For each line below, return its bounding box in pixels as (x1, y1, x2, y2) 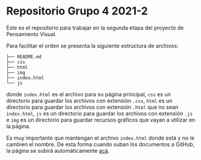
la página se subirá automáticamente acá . (6, 147, 110, 154)
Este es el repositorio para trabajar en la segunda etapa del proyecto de (6, 24, 184, 31)
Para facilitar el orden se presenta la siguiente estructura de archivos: (6, 42, 179, 49)
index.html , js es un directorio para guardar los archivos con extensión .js (6, 109, 193, 117)
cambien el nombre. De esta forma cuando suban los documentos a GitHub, (6, 140, 195, 148)
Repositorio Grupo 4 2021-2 (6, 4, 149, 18)
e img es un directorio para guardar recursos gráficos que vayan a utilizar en (6, 116, 196, 123)
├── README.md (6, 54, 42, 60)
